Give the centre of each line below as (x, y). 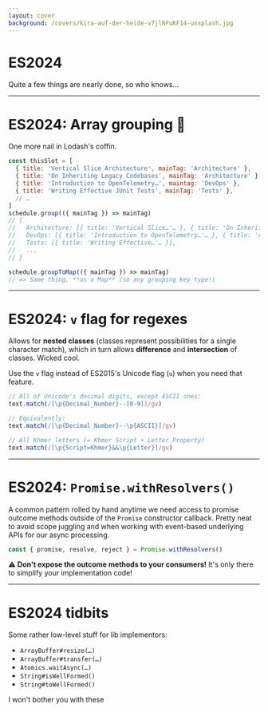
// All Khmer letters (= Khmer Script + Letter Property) (106, 440)
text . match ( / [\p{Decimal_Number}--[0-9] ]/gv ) (85, 404)
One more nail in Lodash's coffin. (63, 146)
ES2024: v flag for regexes (98, 319)
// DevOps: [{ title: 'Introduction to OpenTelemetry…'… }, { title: (130, 235)
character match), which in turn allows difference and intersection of (123, 350)
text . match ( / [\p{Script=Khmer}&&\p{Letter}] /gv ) (91, 448)
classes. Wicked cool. (44, 358)
